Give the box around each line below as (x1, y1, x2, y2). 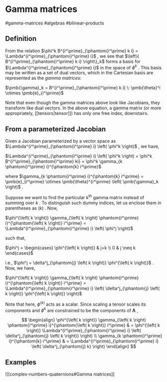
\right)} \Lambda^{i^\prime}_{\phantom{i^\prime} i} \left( (26, 328, 141, 334)
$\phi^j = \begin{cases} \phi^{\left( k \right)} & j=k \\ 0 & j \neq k (5, 245, 136, 251)
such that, (5, 235, 26, 241)
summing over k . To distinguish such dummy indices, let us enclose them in (5, 200, 162, 206)
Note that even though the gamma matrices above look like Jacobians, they (5, 100, 161, 106)
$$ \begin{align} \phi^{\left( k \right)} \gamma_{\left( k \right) (21, 317, 146, 323)
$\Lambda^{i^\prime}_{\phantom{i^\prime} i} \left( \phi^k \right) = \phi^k (5, 153, 153, 159)
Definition (5, 34, 36, 43)
